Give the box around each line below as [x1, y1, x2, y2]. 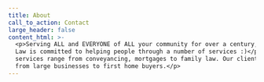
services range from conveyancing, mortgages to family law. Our [15, 55, 234, 63]
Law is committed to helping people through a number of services [15, 48, 237, 55]
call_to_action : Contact [8, 19, 90, 27]
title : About [8, 11, 51, 20]
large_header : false [8, 26, 76, 34]
